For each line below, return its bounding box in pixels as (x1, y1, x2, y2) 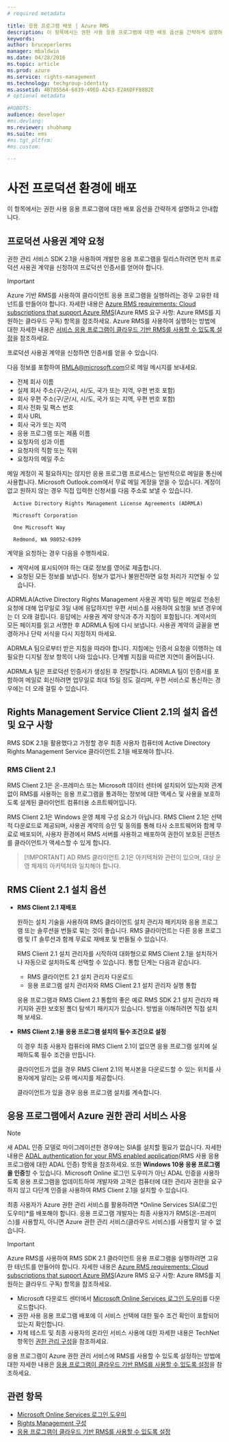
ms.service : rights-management (7, 73, 96, 80)
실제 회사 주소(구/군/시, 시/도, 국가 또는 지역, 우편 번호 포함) (16, 387, 176, 394)
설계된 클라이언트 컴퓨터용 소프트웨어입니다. (19, 798, 137, 807)
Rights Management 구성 (16, 1419, 87, 1427)
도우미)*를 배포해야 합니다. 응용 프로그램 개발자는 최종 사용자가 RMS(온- (7, 1209, 200, 1217)
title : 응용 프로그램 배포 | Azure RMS (7, 22, 109, 29)
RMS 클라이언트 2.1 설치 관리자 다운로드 (27, 973, 134, 981)
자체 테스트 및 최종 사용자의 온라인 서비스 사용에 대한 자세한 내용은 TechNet (16, 1328, 220, 1336)
